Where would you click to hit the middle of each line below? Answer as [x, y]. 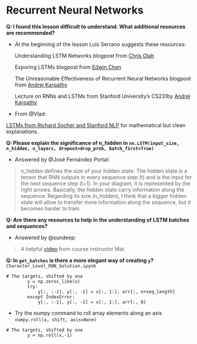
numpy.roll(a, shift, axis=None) [56, 320]
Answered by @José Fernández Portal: [62, 159]
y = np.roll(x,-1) [50, 335]
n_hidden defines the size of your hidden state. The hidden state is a [104, 171]
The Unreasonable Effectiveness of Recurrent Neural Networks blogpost [103, 78]
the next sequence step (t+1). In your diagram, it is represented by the [105, 183]
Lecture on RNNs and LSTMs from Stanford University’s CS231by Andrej [102, 96]
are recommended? [31, 32]
